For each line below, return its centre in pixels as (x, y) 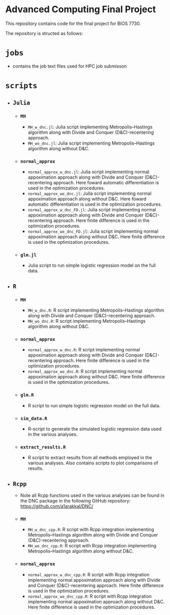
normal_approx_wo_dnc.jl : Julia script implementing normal (90, 193)
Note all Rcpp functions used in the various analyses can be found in (92, 495)
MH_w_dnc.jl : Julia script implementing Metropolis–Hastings (90, 127)
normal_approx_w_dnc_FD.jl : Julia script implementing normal (92, 210)
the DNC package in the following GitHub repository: (75, 501)
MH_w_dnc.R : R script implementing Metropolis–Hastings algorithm (96, 310)
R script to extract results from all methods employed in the (90, 458)
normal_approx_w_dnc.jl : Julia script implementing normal (88, 172)
